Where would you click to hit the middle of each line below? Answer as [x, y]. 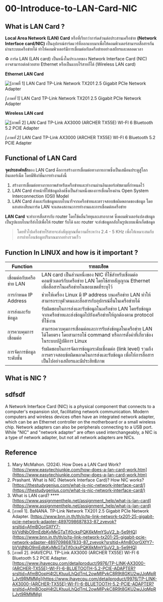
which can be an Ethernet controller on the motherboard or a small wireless [81, 422]
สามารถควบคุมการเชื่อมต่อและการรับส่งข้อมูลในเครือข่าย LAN [97, 329]
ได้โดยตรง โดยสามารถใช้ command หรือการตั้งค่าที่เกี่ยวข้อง [97, 335]
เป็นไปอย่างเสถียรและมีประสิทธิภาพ [73, 361]
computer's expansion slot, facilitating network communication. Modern [77, 411]
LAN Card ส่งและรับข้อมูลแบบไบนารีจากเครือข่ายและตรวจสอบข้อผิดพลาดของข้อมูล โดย [82, 201]
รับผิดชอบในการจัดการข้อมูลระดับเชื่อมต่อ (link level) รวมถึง [97, 349]
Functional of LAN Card [41, 158]
